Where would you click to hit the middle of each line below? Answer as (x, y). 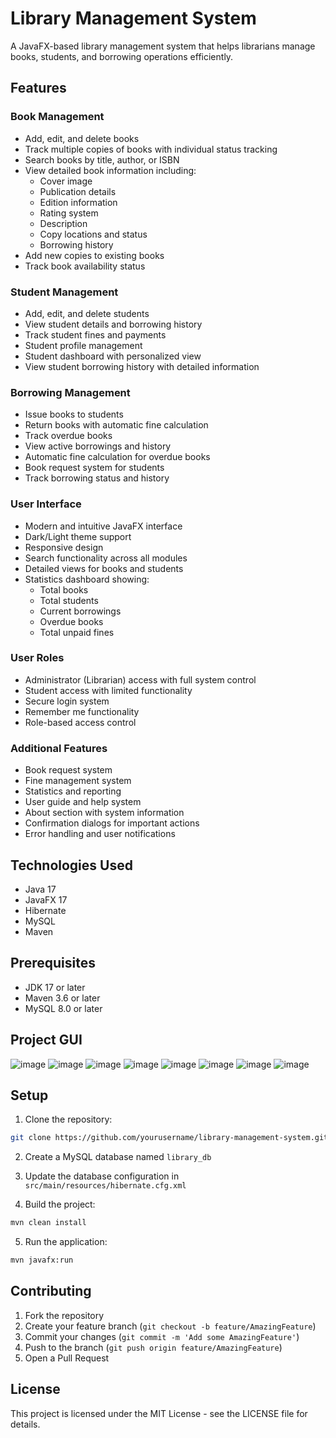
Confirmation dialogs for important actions (112, 823)
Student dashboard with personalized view (113, 356)
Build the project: (60, 1204)
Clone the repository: (68, 1119)
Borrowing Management (70, 392)
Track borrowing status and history (97, 478)
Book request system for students (94, 468)
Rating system (69, 213)
